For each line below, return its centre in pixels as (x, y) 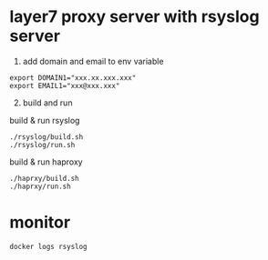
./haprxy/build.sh (44, 178)
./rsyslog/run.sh (42, 145)
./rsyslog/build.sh (46, 137)
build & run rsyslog (45, 120)
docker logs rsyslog (49, 246)
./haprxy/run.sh (40, 186)
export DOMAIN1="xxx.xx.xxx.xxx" (73, 78)
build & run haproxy (46, 162)
